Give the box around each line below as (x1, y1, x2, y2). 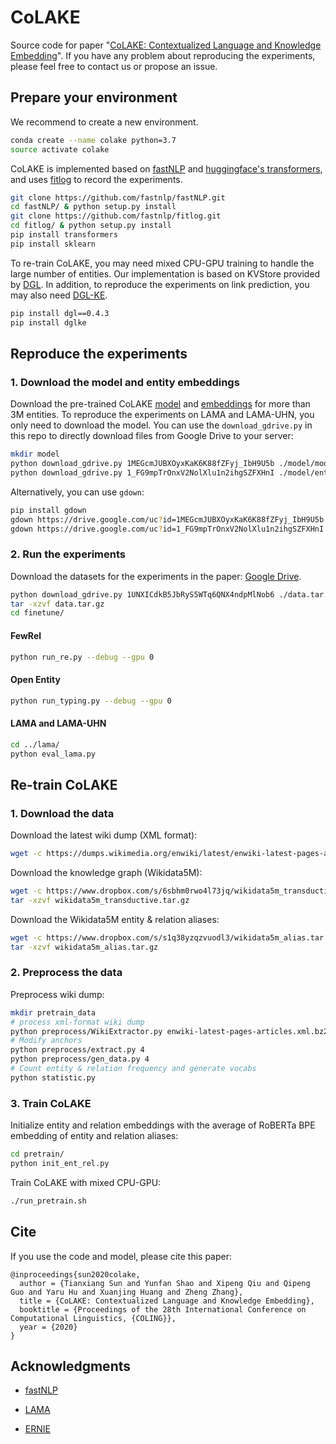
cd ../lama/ (10, 739, 60, 750)
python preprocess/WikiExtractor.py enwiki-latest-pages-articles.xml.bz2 (10, 1026, 329, 1036)
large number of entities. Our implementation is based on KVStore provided (10, 267, 321, 280)
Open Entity (10, 674, 61, 686)
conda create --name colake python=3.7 (10, 135, 177, 145)
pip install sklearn (10, 239, 97, 249)
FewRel (10, 629, 42, 641)
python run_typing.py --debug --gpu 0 (10, 696, 172, 706)
